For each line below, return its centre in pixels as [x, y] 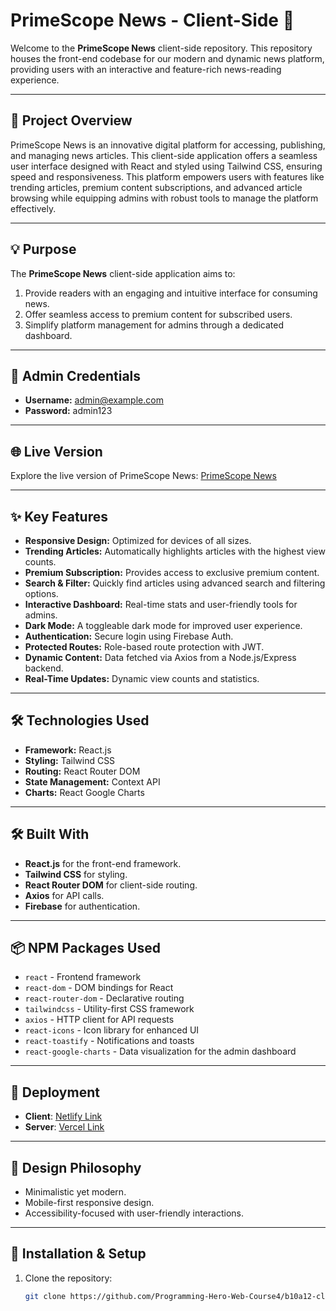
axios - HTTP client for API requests [99, 1020]
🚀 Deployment [55, 1092]
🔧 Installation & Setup [78, 1254]
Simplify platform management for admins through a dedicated [154, 325]
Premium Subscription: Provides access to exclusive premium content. [172, 572]
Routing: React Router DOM [82, 771]
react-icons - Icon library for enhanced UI [112, 1030]
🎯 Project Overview [71, 120]
